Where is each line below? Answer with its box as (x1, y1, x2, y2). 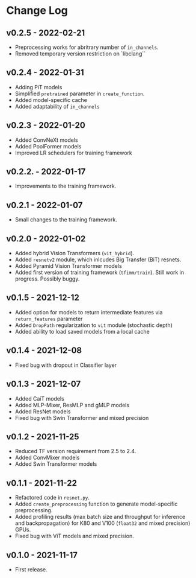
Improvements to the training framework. (14, 182, 117, 190)
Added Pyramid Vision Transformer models (14, 262, 122, 270)
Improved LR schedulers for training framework (14, 149, 132, 156)
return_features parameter (14, 315, 83, 322)
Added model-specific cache (14, 96, 87, 103)
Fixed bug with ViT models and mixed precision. (14, 532, 134, 540)
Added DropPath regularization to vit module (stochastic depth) (14, 321, 173, 329)
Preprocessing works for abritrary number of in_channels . (14, 43, 159, 51)
